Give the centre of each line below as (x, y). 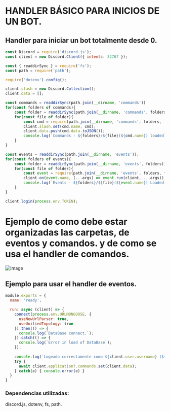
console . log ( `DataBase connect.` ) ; (56, 333)
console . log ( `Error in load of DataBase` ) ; (65, 342)
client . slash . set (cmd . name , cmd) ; (60, 126)
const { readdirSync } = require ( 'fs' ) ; (49, 66)
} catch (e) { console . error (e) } (50, 371)
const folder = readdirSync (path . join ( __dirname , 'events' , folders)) (90, 164)
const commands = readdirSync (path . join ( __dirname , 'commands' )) (75, 103)
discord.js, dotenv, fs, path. (34, 404)
